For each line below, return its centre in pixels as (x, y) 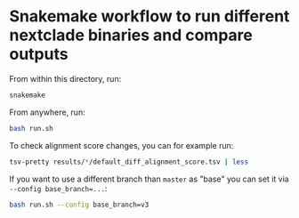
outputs (39, 54)
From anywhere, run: (48, 112)
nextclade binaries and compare (131, 35)
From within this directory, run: (65, 78)
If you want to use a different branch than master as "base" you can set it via (149, 179)
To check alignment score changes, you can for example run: (121, 145)
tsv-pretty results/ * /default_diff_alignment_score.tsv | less (129, 162)
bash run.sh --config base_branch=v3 (79, 205)
